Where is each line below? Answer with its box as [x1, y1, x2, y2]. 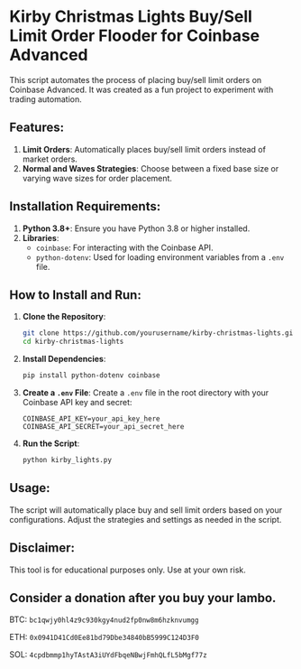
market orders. [22, 153, 78, 164]
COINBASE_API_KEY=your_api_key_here [22, 414, 160, 423]
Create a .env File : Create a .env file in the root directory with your [22, 387, 269, 398]
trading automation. [9, 93, 83, 105]
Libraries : [22, 232, 59, 243]
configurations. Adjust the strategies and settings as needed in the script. [9, 514, 282, 525]
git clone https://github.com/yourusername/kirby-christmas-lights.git [22, 329, 297, 338]
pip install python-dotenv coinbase [22, 371, 160, 380]
